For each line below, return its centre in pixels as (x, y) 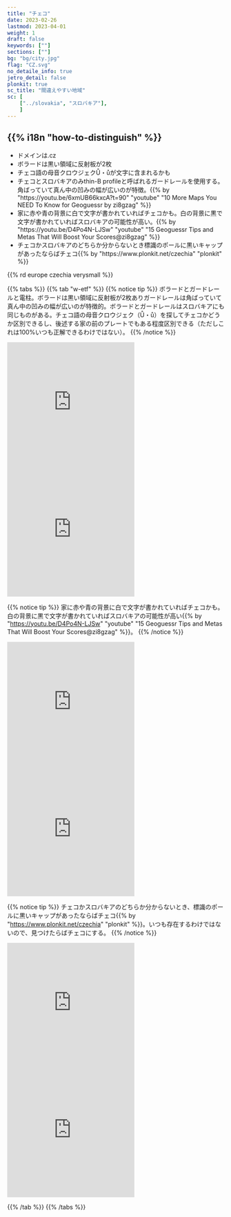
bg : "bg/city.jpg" (33, 59)
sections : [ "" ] (29, 52)
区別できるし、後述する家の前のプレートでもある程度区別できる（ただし (115, 323)
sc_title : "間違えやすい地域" (47, 90)
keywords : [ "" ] (29, 46)
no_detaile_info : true (40, 71)
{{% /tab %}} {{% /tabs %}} (47, 1207)
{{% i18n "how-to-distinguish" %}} (84, 138)
